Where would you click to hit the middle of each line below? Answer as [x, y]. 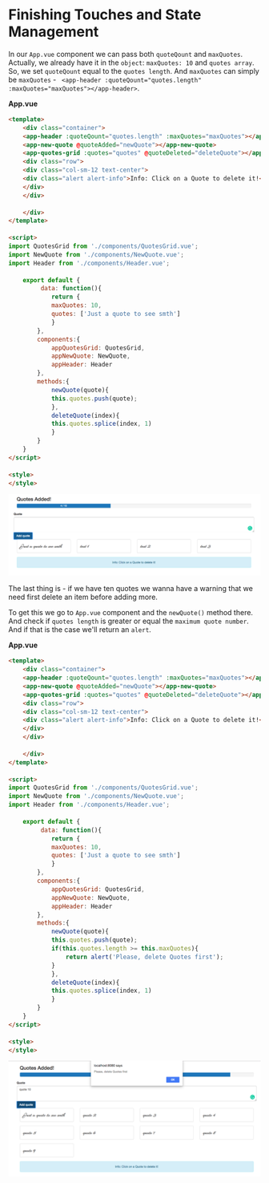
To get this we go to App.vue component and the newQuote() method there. [131, 613]
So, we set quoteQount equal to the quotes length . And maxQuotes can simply [134, 71]
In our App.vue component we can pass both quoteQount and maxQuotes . [125, 54]
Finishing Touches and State [105, 15]
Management [54, 32]
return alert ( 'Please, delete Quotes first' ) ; [145, 957]
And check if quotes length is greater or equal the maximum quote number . [129, 621]
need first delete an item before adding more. [83, 597]
